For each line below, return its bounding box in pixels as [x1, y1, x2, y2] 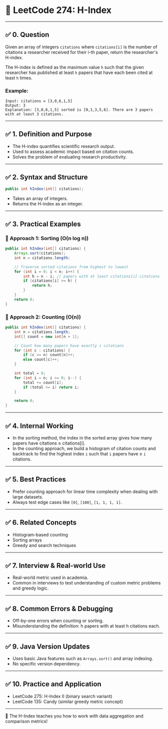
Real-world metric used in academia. [12, 574, 88, 580]
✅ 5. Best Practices [5, 475, 66, 484]
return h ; [31, 283, 52, 288]
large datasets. [12, 493, 43, 499]
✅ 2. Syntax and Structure [5, 173, 88, 181]
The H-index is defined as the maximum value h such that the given [5, 64, 144, 70]
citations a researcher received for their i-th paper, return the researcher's [5, 49, 158, 55]
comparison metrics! [5, 718, 48, 724]
